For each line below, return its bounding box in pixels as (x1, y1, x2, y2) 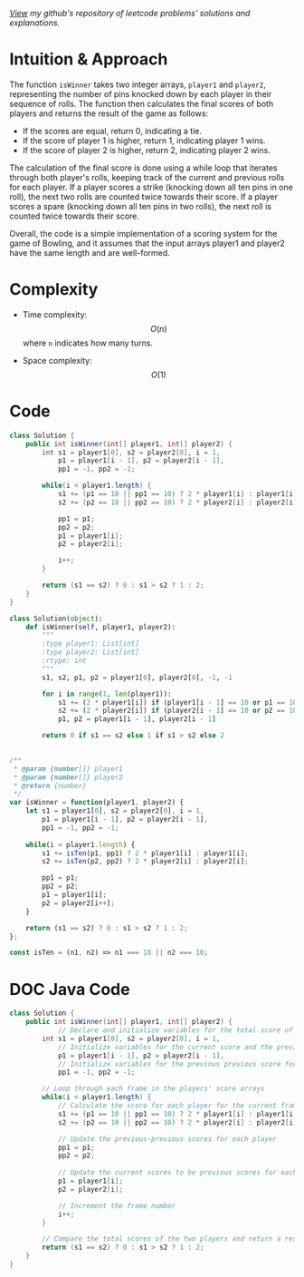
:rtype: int (42, 657, 88, 666)
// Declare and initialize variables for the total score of (57, 1026, 294, 1035)
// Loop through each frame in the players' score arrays (42, 1084, 265, 1094)
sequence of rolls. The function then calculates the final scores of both (9, 98, 274, 109)
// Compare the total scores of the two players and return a (42, 1234, 281, 1243)
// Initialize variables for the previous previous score (57, 1059, 281, 1068)
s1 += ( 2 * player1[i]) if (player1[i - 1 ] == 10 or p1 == (57, 697, 286, 707)
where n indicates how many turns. (22, 337, 154, 348)
